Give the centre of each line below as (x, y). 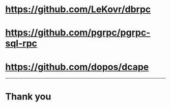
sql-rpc (21, 44)
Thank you (28, 97)
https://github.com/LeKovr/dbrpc (78, 9)
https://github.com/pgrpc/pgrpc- (78, 33)
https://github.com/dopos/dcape (77, 67)
